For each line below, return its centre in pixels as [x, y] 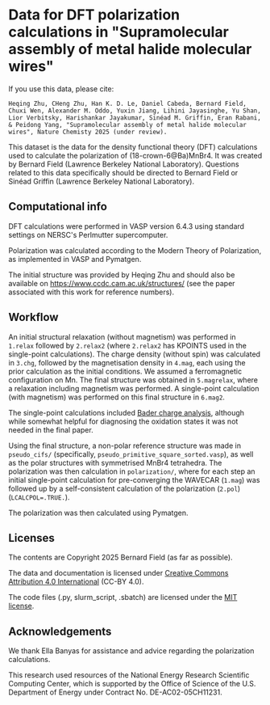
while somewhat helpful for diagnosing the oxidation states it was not [123, 421]
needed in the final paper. [51, 429]
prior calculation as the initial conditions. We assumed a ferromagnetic [125, 371]
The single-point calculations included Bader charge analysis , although [126, 412]
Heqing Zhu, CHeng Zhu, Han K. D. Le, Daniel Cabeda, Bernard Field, [128, 103]
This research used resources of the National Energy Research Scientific [129, 675]
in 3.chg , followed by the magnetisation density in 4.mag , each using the [127, 362]
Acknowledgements [60, 631]
